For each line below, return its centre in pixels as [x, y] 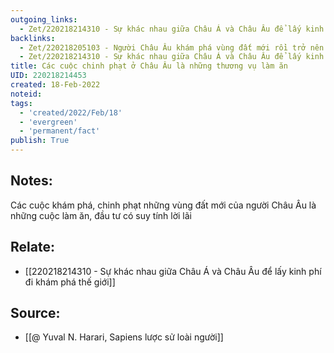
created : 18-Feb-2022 [55, 85]
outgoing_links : [44, 19]
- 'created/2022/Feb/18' [71, 112]
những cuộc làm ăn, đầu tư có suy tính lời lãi [101, 215]
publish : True [40, 141]
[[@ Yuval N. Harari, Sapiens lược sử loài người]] [124, 337]
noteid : [26, 94]
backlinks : [33, 38]
